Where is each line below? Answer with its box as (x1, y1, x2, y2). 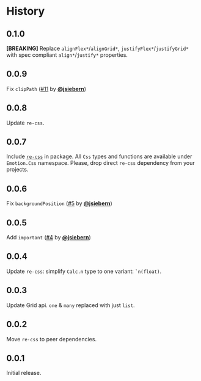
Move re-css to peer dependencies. (6, 335, 97, 343)
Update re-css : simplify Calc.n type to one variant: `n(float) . (6, 267, 162, 275)
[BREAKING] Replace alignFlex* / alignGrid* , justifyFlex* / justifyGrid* (6, 45, 189, 52)
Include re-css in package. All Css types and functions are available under (6, 153, 192, 160)
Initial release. (6, 369, 42, 377)
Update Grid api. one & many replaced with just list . (6, 301, 136, 309)
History (6, 4, 45, 18)
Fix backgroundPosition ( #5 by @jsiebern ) (6, 200, 113, 207)
